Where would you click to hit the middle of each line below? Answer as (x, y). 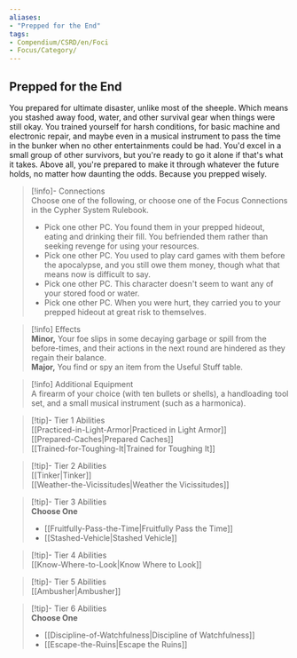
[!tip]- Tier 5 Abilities (68, 582)
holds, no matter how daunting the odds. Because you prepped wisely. (138, 173)
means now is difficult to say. (97, 274)
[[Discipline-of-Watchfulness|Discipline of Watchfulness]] (149, 635)
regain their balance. (68, 357)
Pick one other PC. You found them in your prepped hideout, (154, 226)
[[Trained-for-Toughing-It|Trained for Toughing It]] (123, 448)
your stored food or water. (92, 293)
